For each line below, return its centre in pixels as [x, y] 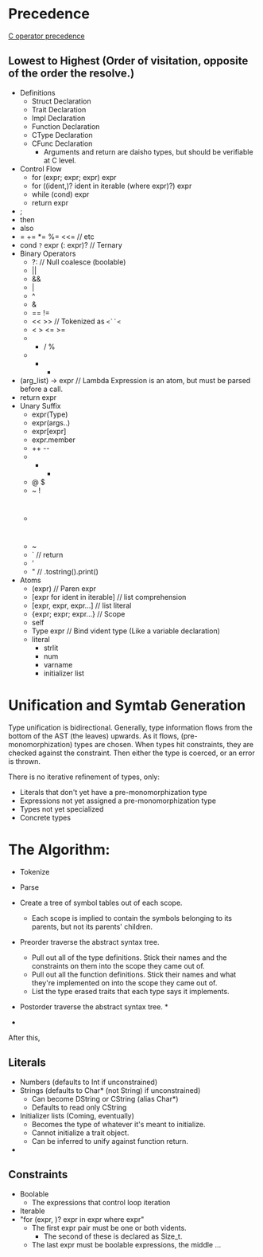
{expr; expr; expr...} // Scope [78, 614]
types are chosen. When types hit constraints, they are [164, 745]
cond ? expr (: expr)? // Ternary [71, 245]
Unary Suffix [40, 405]
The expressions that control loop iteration [101, 1202]
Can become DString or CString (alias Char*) [105, 1098]
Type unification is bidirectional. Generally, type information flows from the [130, 728]
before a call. [41, 389]
